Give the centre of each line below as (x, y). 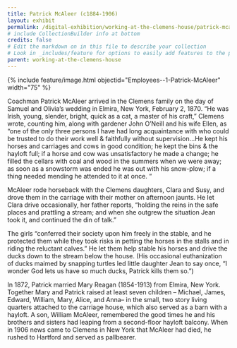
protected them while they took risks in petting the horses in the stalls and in (118, 241)
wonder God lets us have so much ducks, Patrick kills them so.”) (101, 271)
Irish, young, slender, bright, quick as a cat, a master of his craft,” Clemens (116, 116)
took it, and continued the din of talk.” (62, 220)
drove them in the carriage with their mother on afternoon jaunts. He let (111, 197)
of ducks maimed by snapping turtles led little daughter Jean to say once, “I (117, 263)
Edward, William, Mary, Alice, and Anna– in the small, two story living (107, 299)
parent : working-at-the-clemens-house (64, 60)
